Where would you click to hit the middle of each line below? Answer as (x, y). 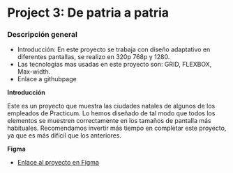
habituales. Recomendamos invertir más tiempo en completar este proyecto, (117, 128)
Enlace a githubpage (47, 79)
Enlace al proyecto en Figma (58, 163)
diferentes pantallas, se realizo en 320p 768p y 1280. (93, 57)
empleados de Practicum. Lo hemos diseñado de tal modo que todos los (111, 113)
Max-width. (34, 72)
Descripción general (43, 35)
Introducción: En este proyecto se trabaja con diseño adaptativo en (114, 49)
